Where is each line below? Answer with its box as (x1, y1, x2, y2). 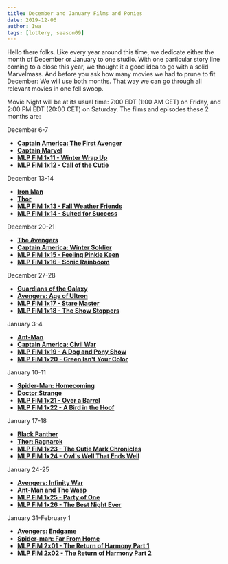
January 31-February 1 (7, 514, 71, 522)
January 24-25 (7, 465, 49, 474)
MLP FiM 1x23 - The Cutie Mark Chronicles (16, 444, 142, 453)
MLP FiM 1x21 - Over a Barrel (16, 396, 101, 405)
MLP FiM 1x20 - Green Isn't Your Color (16, 355, 128, 363)
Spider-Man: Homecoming (16, 382, 95, 390)
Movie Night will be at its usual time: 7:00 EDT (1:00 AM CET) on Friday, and (7, 98, 221, 106)
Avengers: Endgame (16, 527, 77, 536)
